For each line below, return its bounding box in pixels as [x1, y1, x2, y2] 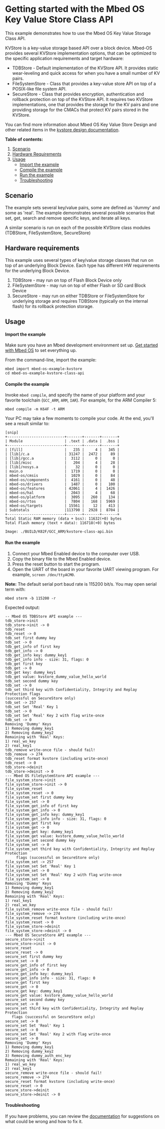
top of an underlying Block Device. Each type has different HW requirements [5, 262, 160, 268]
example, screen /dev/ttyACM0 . [12, 571, 75, 577]
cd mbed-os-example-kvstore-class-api [5, 371, 84, 376]
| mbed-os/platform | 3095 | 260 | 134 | [5, 495, 120, 500]
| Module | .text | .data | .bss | [5, 439, 120, 444]
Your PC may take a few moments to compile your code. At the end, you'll [5, 415, 154, 421]
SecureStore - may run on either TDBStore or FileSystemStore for [12, 293, 145, 299]
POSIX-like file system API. [12, 86, 67, 92]
